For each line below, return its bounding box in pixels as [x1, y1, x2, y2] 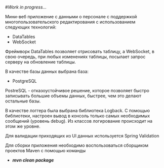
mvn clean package [12, 157, 54, 163]
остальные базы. [5, 98, 41, 104]
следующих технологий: [5, 24, 57, 30]
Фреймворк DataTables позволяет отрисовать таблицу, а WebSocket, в [5, 49, 155, 54]
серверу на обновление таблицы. [5, 59, 76, 65]
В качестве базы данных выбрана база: [5, 68, 89, 74]
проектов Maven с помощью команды [5, 148, 86, 153]
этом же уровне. [5, 123, 41, 129]
